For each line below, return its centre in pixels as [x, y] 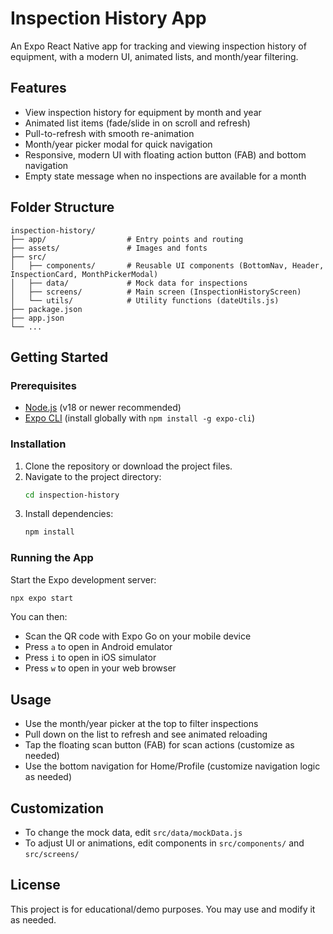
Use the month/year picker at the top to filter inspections [141, 724]
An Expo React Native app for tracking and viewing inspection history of [158, 46]
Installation [38, 444]
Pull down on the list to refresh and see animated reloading [146, 734]
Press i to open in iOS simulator [90, 658]
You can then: [39, 617]
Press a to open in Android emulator [98, 647]
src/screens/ [52, 855]
